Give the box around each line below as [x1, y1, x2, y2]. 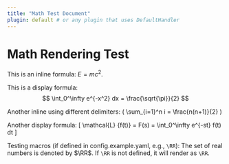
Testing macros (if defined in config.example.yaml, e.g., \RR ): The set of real [7, 142, 223, 150]
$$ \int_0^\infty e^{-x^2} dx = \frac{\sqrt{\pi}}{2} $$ [42, 94, 189, 103]
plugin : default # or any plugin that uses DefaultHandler [7, 17, 180, 23]
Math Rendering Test [7, 46, 129, 62]
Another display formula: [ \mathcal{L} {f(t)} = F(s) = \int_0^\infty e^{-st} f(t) [7, 121, 221, 130]
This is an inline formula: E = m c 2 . [7, 69, 103, 79]
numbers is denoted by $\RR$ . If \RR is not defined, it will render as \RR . [7, 149, 210, 157]
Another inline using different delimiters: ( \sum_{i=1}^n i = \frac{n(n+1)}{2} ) [7, 107, 222, 116]
